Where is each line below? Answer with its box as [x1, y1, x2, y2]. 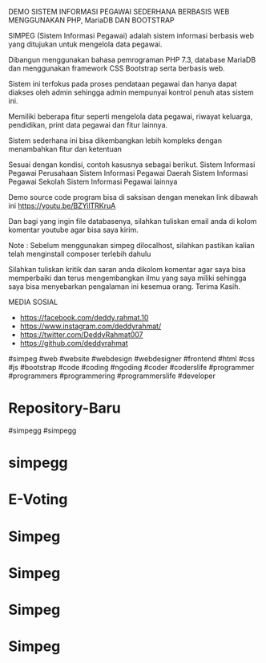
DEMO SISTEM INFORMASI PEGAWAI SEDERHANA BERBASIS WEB [8, 7, 230, 16]
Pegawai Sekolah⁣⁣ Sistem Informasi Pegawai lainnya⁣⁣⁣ [8, 177, 178, 186]
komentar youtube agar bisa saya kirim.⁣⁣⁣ [8, 225, 139, 234]
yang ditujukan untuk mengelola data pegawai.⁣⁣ [8, 39, 163, 49]
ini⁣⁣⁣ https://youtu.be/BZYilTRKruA [8, 201, 116, 210]
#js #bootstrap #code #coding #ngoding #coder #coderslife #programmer [8, 363, 255, 372]
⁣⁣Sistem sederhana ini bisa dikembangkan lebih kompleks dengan [8, 136, 223, 145]
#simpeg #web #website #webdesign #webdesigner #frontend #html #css [8, 354, 255, 364]
